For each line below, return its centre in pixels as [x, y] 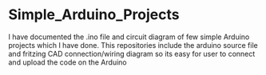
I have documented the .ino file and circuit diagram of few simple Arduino [129, 37]
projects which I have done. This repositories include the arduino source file [133, 45]
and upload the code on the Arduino [67, 62]
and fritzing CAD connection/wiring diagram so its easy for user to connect [132, 53]
